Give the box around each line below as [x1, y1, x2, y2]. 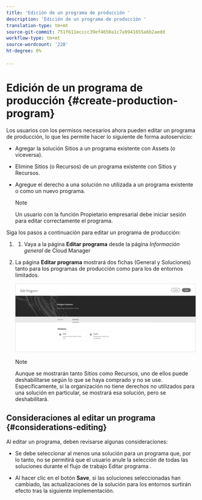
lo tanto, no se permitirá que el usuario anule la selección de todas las [14, 456, 188, 464]
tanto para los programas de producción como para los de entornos [14, 265, 183, 272]
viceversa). [14, 151, 43, 158]
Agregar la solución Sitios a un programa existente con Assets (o [14, 145, 176, 152]
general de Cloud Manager [23, 247, 91, 254]
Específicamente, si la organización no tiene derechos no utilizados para [14, 382, 195, 390]
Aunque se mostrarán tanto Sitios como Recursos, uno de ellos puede [14, 370, 188, 377]
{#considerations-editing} [6, 422, 107, 432]
